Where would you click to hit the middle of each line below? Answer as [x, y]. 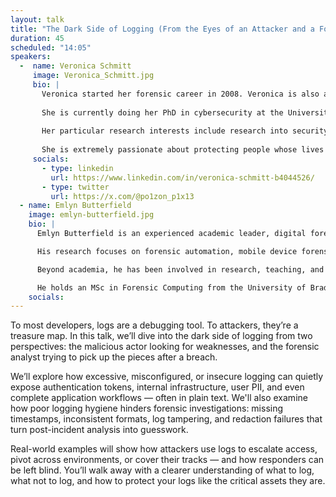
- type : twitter [75, 187]
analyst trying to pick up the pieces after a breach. [114, 357]
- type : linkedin [77, 168]
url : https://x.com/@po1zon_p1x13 [122, 196]
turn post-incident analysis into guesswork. [99, 430]
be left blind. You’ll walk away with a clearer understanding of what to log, [162, 470]
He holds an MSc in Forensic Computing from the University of [171, 287]
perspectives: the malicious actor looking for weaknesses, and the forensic [165, 347]
